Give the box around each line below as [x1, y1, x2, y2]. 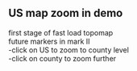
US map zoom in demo [8, 6, 123, 20]
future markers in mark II [8, 36, 90, 46]
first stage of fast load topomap [8, 27, 114, 37]
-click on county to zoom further [8, 53, 117, 63]
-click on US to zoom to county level [8, 44, 129, 55]
